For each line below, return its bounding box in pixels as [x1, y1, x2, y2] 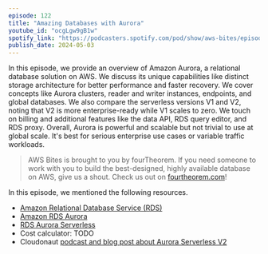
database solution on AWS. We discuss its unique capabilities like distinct [8, 72, 250, 81]
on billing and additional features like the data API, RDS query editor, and [8, 114, 247, 124]
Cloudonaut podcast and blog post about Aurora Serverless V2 [19, 237, 227, 247]
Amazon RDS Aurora [19, 212, 88, 221]
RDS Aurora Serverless [19, 220, 96, 230]
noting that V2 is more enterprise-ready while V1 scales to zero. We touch [8, 105, 251, 116]
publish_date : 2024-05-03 [8, 42, 94, 50]
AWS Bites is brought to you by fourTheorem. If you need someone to [27, 155, 257, 165]
